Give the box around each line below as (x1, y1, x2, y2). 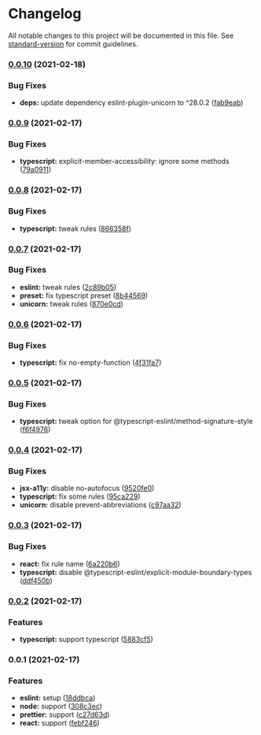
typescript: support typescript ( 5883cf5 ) (19, 634, 153, 644)
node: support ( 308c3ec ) (19, 702, 103, 711)
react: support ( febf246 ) (19, 718, 100, 728)
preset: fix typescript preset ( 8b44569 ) (19, 291, 149, 300)
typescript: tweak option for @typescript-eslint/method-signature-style (19, 417, 253, 426)
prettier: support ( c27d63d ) (19, 710, 110, 719)
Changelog (8, 5, 82, 23)
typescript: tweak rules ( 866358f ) (19, 224, 132, 233)
